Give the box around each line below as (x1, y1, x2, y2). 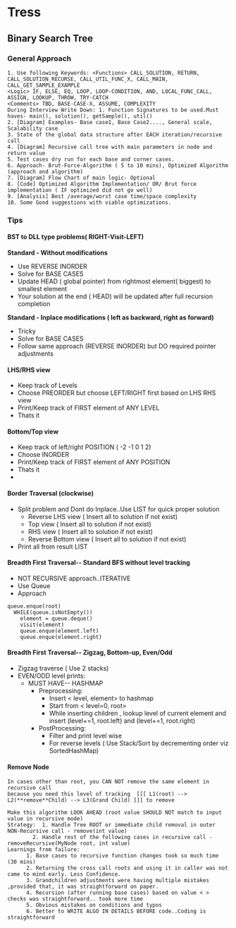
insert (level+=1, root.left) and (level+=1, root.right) (49, 716, 196, 725)
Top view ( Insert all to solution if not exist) (27, 520, 151, 528)
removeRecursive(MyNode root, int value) (7, 840, 131, 847)
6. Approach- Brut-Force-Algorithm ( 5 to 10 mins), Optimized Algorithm (7, 161, 229, 169)
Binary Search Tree (7, 32, 94, 44)
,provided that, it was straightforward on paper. (7, 883, 159, 891)
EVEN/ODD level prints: (17, 671, 86, 680)
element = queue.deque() (20, 615, 93, 622)
